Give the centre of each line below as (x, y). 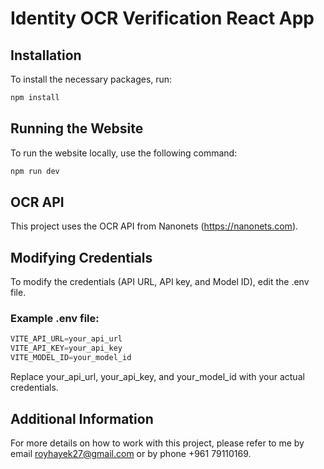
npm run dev (35, 171)
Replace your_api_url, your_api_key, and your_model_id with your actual (157, 377)
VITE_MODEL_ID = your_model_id (71, 358)
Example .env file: (55, 319)
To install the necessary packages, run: (91, 79)
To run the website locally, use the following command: (124, 153)
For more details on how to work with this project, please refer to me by (157, 443)
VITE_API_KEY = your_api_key (66, 348)
